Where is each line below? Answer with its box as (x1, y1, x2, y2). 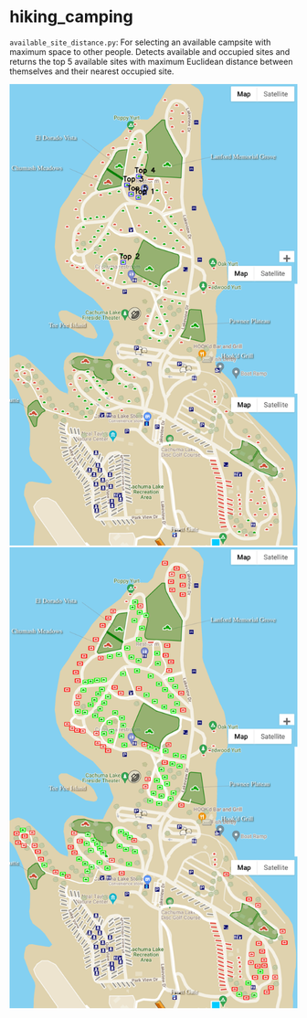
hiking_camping (9, 6, 134, 27)
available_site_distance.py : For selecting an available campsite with (9, 37, 271, 48)
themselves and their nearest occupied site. (9, 66, 175, 77)
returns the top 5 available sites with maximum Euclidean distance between (9, 56, 293, 67)
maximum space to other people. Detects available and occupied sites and (9, 46, 291, 57)
